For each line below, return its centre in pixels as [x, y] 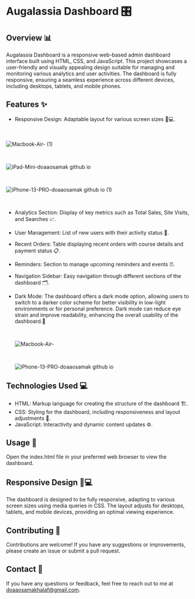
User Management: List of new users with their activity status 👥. [92, 232]
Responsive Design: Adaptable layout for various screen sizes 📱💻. [95, 119]
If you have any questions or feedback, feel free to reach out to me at [90, 583]
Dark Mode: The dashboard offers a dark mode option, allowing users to [102, 296]
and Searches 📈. [35, 219]
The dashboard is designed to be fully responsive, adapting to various [90, 500]
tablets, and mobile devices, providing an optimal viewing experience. [90, 512]
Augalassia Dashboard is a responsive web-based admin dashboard [88, 55]
